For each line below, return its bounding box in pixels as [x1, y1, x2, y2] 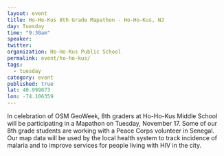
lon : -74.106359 [7, 93, 54, 100]
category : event [7, 74, 54, 81]
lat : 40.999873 [7, 87, 51, 93]
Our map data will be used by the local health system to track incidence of [7, 134, 218, 142]
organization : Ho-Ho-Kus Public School [7, 49, 122, 56]
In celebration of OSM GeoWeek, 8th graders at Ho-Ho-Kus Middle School [7, 112, 218, 120]
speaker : [7, 36, 32, 43]
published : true [7, 80, 54, 87]
